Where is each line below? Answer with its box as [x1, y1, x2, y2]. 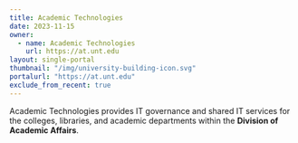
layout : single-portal [9, 55, 95, 64]
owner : [9, 30, 34, 39]
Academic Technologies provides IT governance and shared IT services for [9, 105, 291, 116]
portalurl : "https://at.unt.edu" [9, 72, 136, 81]
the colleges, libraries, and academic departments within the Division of [9, 115, 279, 126]
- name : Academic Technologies [17, 38, 136, 48]
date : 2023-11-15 [9, 22, 75, 31]
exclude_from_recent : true [9, 81, 111, 90]
